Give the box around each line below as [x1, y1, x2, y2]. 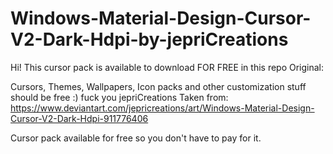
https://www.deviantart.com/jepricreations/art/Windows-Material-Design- [10, 102, 315, 114]
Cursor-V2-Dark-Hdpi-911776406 [10, 112, 149, 124]
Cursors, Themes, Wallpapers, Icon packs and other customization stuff [10, 80, 307, 92]
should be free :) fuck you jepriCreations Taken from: [10, 91, 229, 103]
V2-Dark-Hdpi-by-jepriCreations [10, 28, 289, 51]
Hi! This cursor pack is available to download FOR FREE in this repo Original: [10, 61, 325, 73]
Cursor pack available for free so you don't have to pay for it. [10, 132, 262, 144]
